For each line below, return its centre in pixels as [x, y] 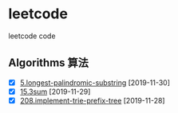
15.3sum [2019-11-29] [55, 92]
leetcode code [32, 36]
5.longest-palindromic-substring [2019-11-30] [95, 82]
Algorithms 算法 [49, 63]
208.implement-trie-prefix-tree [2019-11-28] [92, 100]
